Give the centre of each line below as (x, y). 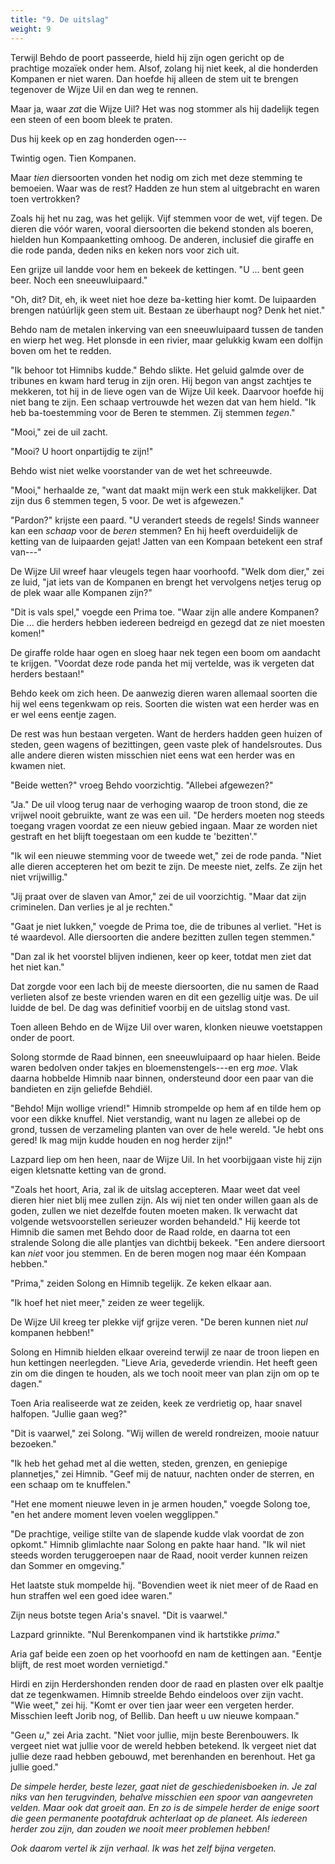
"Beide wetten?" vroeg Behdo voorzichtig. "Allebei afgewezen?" (142, 785)
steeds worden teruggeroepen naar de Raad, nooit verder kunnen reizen (159, 1555)
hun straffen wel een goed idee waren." (91, 1595)
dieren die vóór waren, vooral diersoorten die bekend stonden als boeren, (162, 228)
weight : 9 (31, 29)
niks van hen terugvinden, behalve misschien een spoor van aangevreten (161, 1797)
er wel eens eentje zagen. (63, 714)
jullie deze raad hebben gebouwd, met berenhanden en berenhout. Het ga (163, 1756)
